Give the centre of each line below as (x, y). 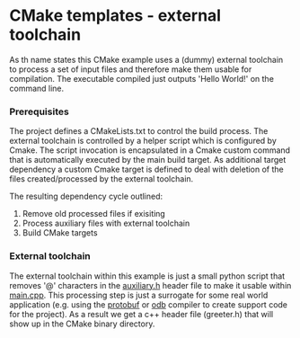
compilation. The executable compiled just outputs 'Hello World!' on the (141, 78)
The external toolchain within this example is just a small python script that (147, 276)
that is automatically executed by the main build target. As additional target (148, 160)
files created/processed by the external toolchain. (101, 179)
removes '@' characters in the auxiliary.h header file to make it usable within (150, 285)
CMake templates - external (115, 16)
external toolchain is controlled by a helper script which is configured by (143, 141)
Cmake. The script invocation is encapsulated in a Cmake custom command (150, 150)
